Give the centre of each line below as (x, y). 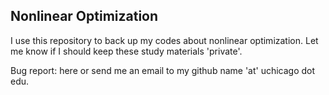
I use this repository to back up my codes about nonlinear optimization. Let (164, 40)
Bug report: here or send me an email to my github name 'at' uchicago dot (163, 70)
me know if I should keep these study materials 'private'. (126, 51)
